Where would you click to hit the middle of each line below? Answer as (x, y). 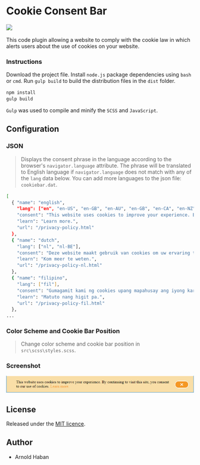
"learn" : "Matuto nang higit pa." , (61, 297)
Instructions (24, 61)
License (21, 409)
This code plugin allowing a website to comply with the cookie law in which (98, 39)
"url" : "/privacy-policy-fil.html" (61, 303)
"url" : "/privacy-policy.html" (56, 228)
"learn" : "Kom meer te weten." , (57, 259)
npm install (21, 93)
